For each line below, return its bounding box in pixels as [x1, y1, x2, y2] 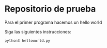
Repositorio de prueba [4, 3, 96, 15]
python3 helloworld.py [4, 38, 50, 43]
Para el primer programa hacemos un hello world [4, 19, 102, 25]
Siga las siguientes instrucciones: [4, 29, 71, 34]
